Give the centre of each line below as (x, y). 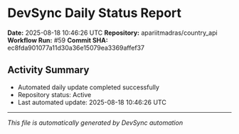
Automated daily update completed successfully (89, 87)
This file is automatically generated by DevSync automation (95, 123)
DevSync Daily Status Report (95, 13)
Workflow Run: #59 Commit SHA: (58, 40)
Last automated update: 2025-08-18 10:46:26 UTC (92, 102)
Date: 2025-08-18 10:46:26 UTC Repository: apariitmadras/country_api (113, 33)
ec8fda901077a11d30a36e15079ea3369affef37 (76, 48)
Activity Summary (48, 70)
